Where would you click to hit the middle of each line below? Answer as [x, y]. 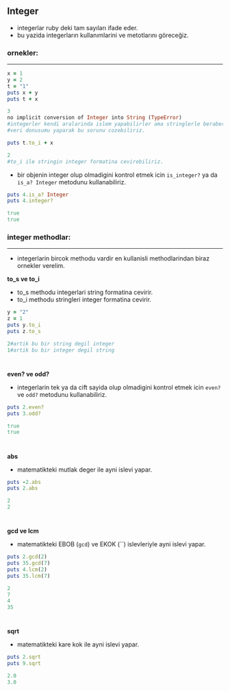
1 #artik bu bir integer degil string [61, 350]
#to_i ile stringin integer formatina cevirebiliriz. [86, 161]
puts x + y [23, 93]
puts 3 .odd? [24, 413]
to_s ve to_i [23, 279]
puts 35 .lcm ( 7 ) [29, 576]
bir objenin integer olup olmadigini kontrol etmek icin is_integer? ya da [117, 175]
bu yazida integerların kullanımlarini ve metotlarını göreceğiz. [103, 35]
